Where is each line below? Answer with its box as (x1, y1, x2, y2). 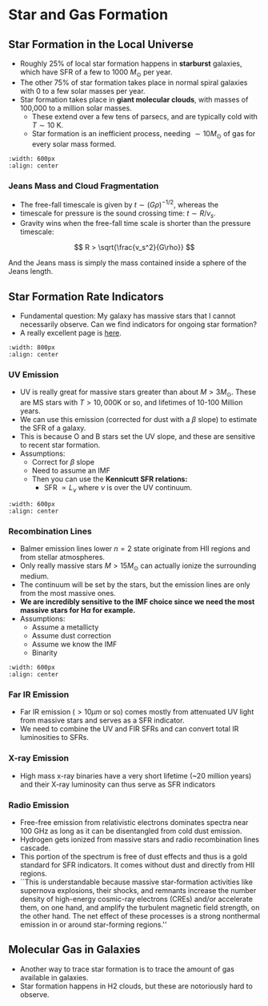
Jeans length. (8, 267, 54, 276)
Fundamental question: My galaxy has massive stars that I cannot (19, 311, 236, 321)
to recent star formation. (19, 441, 101, 450)
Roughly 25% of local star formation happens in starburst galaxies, (19, 58, 242, 68)
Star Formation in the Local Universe (8, 38, 194, 51)
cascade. (19, 843, 50, 853)
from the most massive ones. (19, 589, 116, 598)
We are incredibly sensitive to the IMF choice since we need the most (19, 597, 255, 606)
